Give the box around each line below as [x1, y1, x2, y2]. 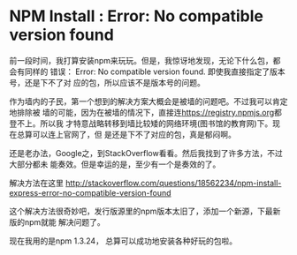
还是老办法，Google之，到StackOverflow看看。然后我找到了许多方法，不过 [9, 147, 283, 158]
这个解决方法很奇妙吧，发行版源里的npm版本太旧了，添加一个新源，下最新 [9, 206, 281, 216]
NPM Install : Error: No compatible [9, 6, 263, 26]
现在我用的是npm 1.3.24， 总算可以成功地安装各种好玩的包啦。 [9, 236, 238, 246]
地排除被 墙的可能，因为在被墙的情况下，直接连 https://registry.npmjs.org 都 [9, 107, 283, 117]
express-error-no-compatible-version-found [9, 187, 171, 198]
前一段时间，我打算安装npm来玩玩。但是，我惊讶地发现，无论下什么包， [9, 55, 274, 65]
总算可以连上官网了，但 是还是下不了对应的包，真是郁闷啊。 [16, 129, 236, 139]
